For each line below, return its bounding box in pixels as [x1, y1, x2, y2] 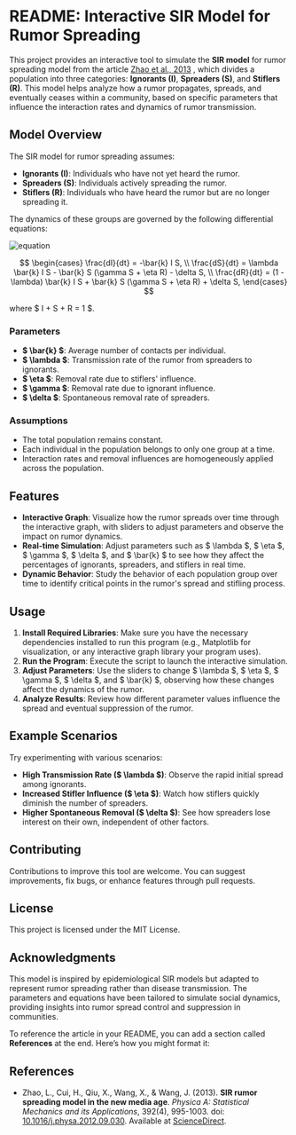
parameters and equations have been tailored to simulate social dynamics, [9, 992, 281, 1004]
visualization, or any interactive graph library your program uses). [21, 646, 261, 657]
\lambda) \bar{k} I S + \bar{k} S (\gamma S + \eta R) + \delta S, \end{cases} [10, 276, 288, 287]
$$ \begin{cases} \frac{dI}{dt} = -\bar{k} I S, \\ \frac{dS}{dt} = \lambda [19, 257, 279, 268]
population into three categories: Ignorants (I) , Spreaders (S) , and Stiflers [9, 73, 281, 83]
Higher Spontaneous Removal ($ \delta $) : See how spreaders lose [21, 807, 271, 817]
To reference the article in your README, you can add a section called [9, 1029, 266, 1039]
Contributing [9, 842, 82, 857]
